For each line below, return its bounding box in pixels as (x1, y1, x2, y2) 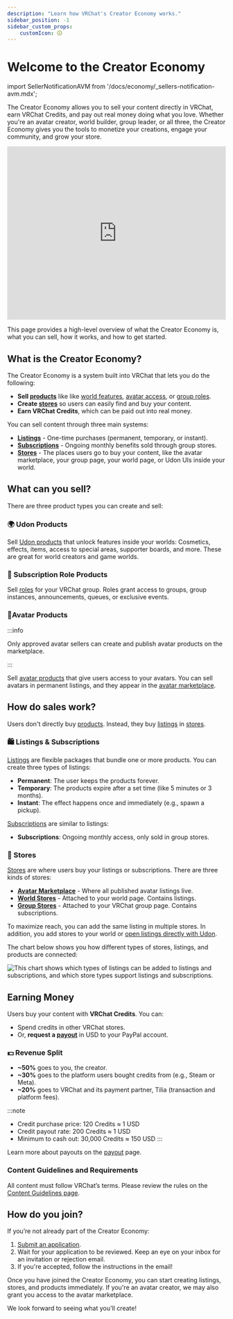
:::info (7, 626, 24, 635)
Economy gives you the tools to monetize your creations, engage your (7, 126, 207, 134)
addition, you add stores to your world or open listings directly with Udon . (7, 930, 217, 938)
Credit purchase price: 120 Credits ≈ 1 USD (17, 1120, 140, 1128)
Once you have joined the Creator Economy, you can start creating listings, (7, 1276, 221, 1284)
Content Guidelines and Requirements (7, 1166, 139, 1175)
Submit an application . (17, 1241, 82, 1249)
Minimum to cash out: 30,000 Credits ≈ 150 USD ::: (17, 1135, 163, 1143)
